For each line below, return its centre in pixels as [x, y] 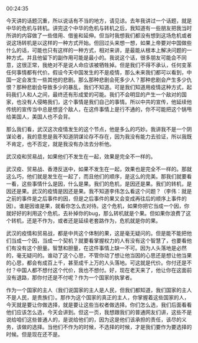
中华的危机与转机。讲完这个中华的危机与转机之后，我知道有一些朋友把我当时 [99, 28]
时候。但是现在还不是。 [34, 334]
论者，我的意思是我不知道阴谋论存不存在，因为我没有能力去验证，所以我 [99, 136]
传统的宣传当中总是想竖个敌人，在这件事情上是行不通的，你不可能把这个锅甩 [99, 109]
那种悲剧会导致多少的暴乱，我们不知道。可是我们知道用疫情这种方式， [101, 87]
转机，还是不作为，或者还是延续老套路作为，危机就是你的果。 [86, 220]
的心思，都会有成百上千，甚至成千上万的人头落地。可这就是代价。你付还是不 [99, 263]
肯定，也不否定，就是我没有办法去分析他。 [63, 144]
